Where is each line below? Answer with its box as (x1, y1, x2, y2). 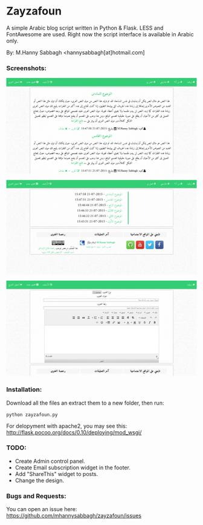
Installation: (6, 385, 42, 394)
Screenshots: (6, 64, 47, 72)
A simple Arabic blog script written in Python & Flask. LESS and (6, 24, 164, 31)
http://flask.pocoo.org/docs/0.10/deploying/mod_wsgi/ (6, 428, 142, 436)
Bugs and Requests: (6, 492, 66, 500)
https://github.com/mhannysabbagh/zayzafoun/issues (6, 512, 142, 520)
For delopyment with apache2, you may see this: (6, 422, 127, 429)
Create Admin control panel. (14, 457, 86, 465)
